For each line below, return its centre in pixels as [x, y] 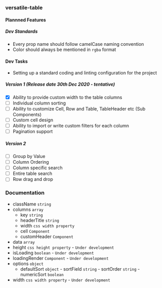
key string [32, 215]
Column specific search [37, 168]
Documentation [25, 193]
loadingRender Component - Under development [61, 258]
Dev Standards [22, 32]
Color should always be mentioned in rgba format [64, 49]
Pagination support [33, 131]
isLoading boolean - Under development [53, 253]
